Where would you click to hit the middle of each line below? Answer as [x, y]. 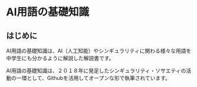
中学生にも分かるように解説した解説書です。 [60, 58]
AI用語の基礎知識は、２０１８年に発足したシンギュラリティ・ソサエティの [96, 71]
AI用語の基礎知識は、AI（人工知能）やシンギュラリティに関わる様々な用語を [99, 51]
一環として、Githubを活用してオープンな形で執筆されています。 [93, 78]
